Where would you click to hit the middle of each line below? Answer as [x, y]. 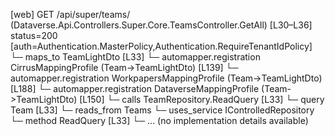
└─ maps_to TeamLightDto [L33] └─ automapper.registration [135, 57]
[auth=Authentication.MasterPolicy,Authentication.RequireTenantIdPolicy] [161, 46]
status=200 [34, 35]
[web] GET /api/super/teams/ [70, 14]
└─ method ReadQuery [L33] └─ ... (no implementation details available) [159, 120]
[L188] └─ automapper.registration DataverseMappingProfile [135, 88]
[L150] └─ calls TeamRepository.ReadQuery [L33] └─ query [202, 99]
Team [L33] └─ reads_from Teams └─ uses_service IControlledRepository [162, 110]
